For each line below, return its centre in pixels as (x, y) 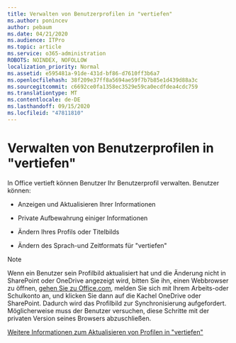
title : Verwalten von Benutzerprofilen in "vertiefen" (90, 14)
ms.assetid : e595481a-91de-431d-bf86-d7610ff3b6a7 (84, 73)
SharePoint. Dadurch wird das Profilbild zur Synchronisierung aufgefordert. (117, 303)
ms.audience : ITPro (36, 40)
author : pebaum (30, 27)
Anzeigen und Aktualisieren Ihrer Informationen (86, 204)
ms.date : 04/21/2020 (38, 34)
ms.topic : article (34, 47)
